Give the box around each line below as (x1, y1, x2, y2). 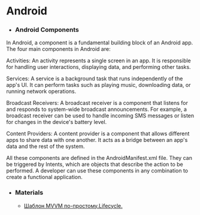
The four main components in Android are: (6, 46, 111, 53)
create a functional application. (6, 174, 83, 181)
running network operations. (6, 88, 77, 95)
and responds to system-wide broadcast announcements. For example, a (6, 106, 187, 113)
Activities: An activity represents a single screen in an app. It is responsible (6, 57, 192, 64)
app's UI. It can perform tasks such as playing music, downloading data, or (6, 81, 191, 89)
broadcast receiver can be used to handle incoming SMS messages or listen (6, 112, 195, 119)
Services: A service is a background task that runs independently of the (6, 75, 183, 82)
